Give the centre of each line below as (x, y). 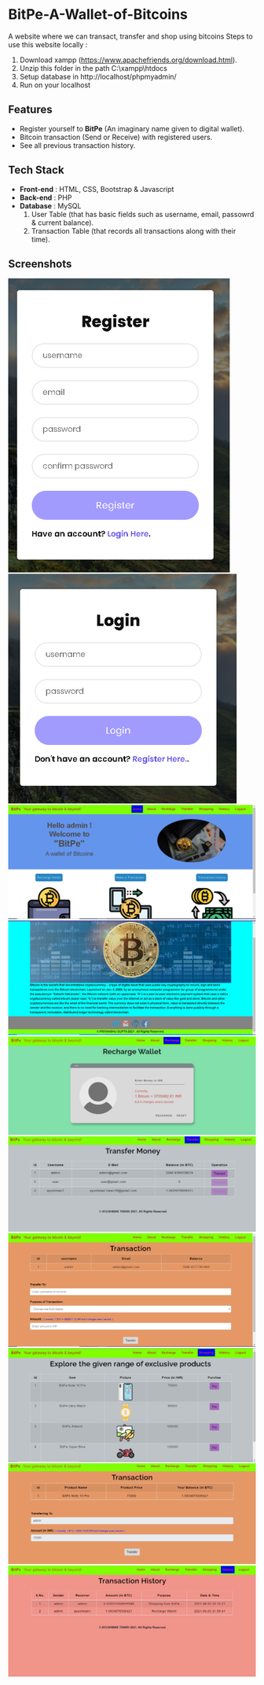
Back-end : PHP (46, 197)
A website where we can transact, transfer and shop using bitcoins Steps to (130, 36)
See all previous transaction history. (77, 145)
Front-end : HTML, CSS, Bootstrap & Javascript (97, 189)
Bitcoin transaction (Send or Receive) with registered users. (116, 137)
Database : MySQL (50, 205)
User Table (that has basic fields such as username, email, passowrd (143, 214)
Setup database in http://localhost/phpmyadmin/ (98, 76)
